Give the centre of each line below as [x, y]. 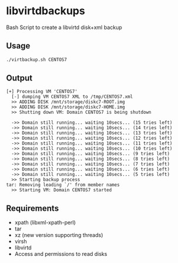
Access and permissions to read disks [61, 254]
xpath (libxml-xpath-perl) [45, 223]
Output [19, 78]
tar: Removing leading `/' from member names [63, 185]
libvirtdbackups [46, 11]
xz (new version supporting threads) [59, 235]
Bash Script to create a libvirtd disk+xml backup [64, 27]
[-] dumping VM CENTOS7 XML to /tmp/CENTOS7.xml [72, 97]
